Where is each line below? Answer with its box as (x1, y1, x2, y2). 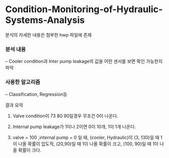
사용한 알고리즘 (5, 79, 41, 86)
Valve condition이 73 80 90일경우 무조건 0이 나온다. (12, 113, 119, 119)
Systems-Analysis (5, 14, 85, 26)
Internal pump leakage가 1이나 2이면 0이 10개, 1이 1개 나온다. (12, 123, 136, 130)
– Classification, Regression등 (5, 91, 68, 97)
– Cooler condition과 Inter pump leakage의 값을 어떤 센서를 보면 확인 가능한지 (5, 58, 163, 65)
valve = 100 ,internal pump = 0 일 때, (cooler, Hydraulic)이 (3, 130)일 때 (12, 134, 159, 140)
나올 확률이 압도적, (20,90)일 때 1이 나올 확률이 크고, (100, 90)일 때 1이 (18, 141, 159, 147)
